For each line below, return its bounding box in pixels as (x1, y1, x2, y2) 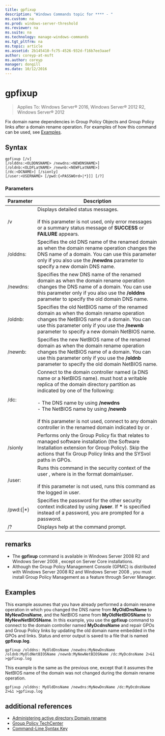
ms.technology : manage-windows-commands (5, 35, 89, 40)
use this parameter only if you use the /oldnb (37, 355, 141, 362)
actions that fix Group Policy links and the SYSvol (37, 451, 151, 457)
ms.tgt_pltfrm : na (5, 39, 43, 44)
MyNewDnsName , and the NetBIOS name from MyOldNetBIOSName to (5, 612, 151, 618)
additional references (5, 702, 72, 710)
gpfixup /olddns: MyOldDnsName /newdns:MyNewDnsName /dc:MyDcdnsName (5, 684, 151, 689)
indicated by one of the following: (37, 387, 114, 394)
